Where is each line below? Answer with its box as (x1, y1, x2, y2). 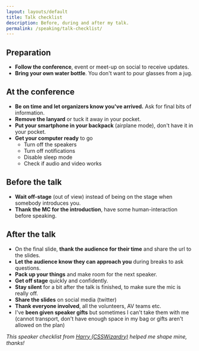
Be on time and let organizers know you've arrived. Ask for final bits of (14, 103, 192, 110)
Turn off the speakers (23, 141, 77, 148)
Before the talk (6, 177, 62, 187)
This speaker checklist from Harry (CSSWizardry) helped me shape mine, (6, 332, 188, 340)
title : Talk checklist (6, 14, 63, 20)
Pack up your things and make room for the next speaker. (14, 270, 158, 278)
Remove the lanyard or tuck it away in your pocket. (14, 115, 141, 122)
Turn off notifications (23, 147, 76, 154)
